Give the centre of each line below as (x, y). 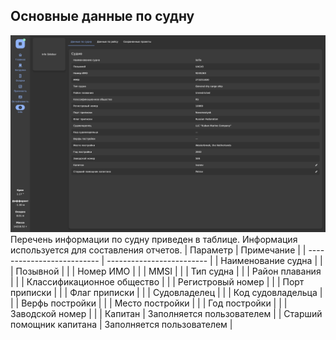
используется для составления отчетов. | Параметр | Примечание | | (158, 250)
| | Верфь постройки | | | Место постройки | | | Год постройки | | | (149, 303)
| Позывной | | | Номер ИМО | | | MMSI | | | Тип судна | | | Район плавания (166, 271)
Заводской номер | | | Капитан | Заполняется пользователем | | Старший (166, 313)
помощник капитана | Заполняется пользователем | (121, 324)
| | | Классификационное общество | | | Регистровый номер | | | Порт (157, 281)
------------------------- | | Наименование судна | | (214, 260)
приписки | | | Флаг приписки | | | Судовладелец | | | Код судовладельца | (166, 292)
